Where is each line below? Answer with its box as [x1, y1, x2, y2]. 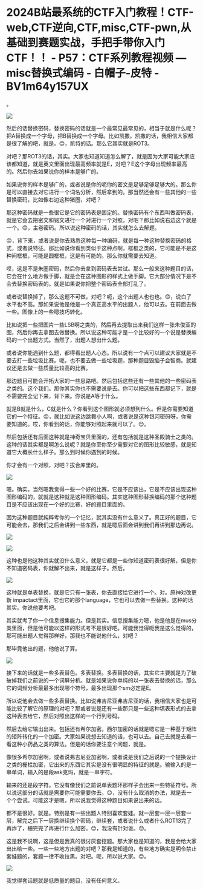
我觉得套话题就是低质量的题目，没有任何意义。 [6, 877, 123, 884]
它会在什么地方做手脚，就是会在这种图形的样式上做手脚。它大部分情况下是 [6, 272, 192, 280]
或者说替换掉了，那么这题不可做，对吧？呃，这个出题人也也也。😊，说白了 [6, 292, 192, 300]
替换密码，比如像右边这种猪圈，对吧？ [6, 195, 101, 203]
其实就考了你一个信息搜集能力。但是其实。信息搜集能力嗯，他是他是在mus [6, 616, 192, 624]
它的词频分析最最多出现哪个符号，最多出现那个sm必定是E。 [6, 684, 155, 692]
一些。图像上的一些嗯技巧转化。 [6, 308, 86, 315]
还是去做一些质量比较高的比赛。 [11, 364, 91, 371]
